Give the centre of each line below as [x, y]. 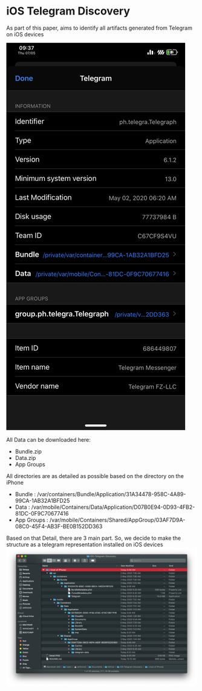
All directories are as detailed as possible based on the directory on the [95, 476]
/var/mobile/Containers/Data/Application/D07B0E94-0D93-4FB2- [113, 507]
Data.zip [25, 457]
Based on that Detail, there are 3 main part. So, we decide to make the [94, 538]
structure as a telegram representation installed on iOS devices [85, 544]
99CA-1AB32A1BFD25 [42, 500]
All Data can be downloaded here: [48, 439]
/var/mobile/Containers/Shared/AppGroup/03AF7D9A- [117, 520]
